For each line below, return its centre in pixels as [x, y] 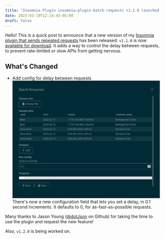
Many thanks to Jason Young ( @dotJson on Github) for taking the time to [79, 216]
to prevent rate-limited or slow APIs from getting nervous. [63, 51]
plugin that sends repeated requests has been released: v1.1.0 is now [76, 40]
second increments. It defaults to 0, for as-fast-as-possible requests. [82, 207]
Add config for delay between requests [52, 78]
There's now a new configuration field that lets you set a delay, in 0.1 [81, 202]
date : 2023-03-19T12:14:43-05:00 [39, 15]
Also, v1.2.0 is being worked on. [38, 231]
